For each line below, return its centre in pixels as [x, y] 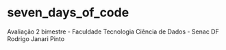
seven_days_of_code [68, 13]
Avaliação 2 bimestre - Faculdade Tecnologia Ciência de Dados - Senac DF [113, 32]
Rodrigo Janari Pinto [36, 38]
